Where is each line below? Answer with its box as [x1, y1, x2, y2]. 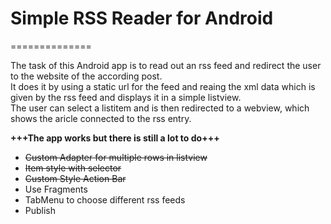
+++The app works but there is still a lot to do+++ [10, 132, 220, 144]
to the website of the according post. [10, 70, 163, 82]
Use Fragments [24, 183, 88, 195]
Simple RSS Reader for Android [10, 7, 274, 30]
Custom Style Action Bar [24, 172, 127, 184]
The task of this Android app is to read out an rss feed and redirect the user [10, 59, 322, 71]
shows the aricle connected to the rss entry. [10, 112, 192, 124]
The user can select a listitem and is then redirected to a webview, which [10, 102, 310, 114]
